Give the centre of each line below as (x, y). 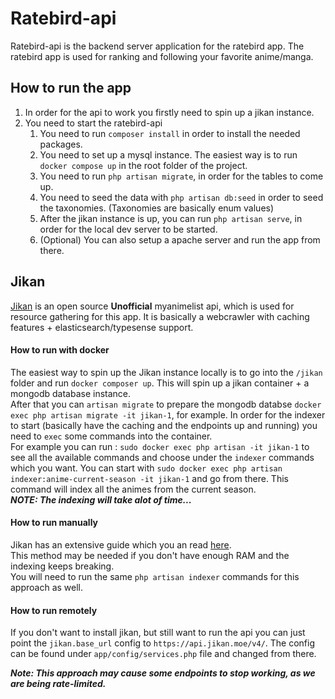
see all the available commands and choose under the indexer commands (162, 457)
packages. (61, 144)
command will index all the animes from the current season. (133, 489)
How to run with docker (60, 350)
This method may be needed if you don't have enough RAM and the (150, 555)
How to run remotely (54, 610)
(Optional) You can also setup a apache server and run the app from (180, 239)
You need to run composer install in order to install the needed (170, 133)
